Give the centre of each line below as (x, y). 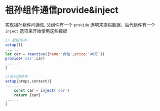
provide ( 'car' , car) (25, 59)
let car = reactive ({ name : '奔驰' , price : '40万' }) (55, 54)
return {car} (27, 95)
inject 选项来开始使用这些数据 (36, 31)
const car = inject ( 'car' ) (42, 90)
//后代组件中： (19, 77)
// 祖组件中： (18, 40)
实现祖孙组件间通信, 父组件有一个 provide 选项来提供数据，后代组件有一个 (80, 25)
